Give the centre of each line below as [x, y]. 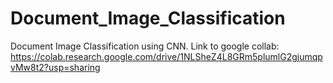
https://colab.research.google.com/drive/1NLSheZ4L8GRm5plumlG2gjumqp [166, 56]
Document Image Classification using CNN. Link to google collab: [145, 46]
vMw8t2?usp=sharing [55, 67]
